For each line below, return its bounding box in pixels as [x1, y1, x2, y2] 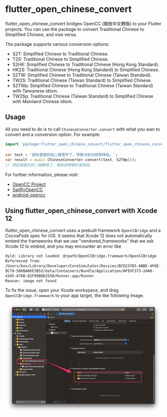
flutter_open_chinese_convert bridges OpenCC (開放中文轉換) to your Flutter [5, 20, 162, 26]
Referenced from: [5, 258, 41, 264]
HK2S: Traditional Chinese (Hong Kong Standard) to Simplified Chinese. [12, 66, 160, 73]
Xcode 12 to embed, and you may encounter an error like [5, 243, 122, 249]
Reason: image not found [5, 278, 57, 283]
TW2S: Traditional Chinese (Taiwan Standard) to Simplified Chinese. [12, 77, 152, 83]
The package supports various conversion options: [5, 41, 110, 47]
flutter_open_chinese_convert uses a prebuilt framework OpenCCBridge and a [5, 227, 161, 233]
